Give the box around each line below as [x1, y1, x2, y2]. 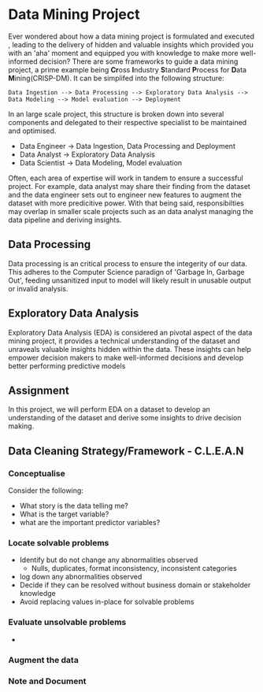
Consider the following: [8, 486, 84, 495]
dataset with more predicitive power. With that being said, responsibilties [8, 198, 244, 208]
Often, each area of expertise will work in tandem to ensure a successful [8, 173, 244, 183]
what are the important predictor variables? [19, 518, 161, 527]
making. [8, 421, 35, 431]
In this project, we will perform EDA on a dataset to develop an [8, 405, 211, 414]
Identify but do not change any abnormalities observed [19, 555, 198, 564]
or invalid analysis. [8, 283, 69, 293]
